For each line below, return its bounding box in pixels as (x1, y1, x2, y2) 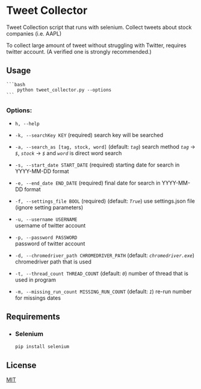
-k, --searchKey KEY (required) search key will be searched (14, 131, 164, 139)
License (6, 360, 37, 370)
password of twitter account (14, 240, 85, 247)
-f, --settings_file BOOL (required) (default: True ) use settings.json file (14, 197, 196, 205)
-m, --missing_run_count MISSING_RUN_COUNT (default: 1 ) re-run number (14, 288, 192, 296)
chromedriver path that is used (14, 258, 91, 265)
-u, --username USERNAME (14, 217, 78, 223)
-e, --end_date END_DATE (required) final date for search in (14, 179, 161, 187)
